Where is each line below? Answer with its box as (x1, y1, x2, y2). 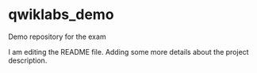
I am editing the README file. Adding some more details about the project (8, 47, 249, 56)
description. (8, 56, 48, 65)
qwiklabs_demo (8, 6, 114, 24)
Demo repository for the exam (8, 32, 106, 41)
